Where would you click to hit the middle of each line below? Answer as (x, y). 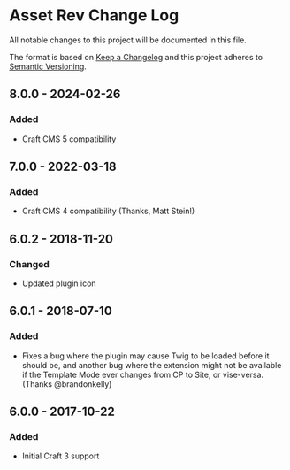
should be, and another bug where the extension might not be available (152, 365)
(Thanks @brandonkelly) (67, 384)
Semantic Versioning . (48, 66)
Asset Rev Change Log (94, 15)
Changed (30, 264)
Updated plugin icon (59, 283)
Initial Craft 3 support (61, 456)
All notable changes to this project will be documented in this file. (128, 40)
